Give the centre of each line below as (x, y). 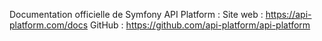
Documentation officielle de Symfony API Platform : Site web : (136, 14)
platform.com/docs (49, 25)
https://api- (288, 14)
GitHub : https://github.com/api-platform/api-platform (200, 25)
